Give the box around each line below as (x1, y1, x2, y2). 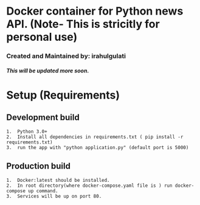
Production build (6, 161, 71, 172)
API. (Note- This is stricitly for (6, 17, 160, 31)
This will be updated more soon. (6, 67, 89, 74)
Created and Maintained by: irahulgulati (6, 52, 126, 60)
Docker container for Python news (6, 4, 184, 18)
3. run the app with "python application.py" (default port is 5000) (6, 144, 189, 150)
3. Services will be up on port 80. (6, 193, 102, 199)
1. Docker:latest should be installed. (6, 177, 111, 183)
